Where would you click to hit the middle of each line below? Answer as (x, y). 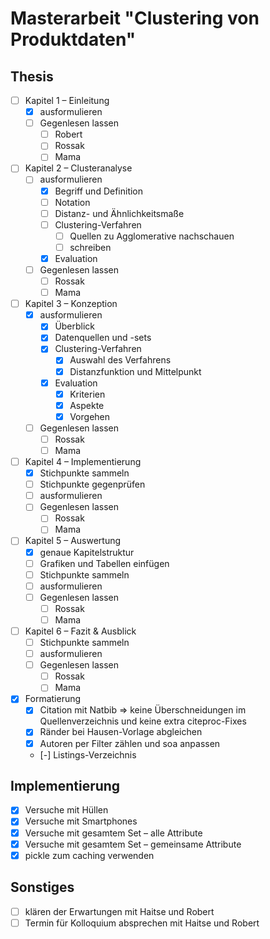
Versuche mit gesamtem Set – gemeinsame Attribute (133, 844)
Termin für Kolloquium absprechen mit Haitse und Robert (142, 923)
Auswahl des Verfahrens (120, 360)
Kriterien (87, 394)
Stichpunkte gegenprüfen (92, 484)
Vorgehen (90, 416)
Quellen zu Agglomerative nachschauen (152, 236)
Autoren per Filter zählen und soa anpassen (130, 743)
